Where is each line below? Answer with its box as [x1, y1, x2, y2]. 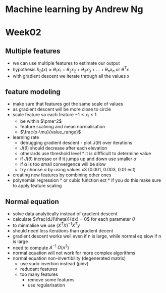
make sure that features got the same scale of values [12, 101, 124, 107]
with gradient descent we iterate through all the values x [12, 73, 130, 79]
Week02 [5, 27, 41, 38]
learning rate [12, 134, 39, 140]
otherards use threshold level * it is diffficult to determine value [20, 151, 151, 157]
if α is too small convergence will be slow [20, 161, 106, 167]
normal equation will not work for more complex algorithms [12, 250, 136, 256]
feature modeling [5, 87, 61, 96]
